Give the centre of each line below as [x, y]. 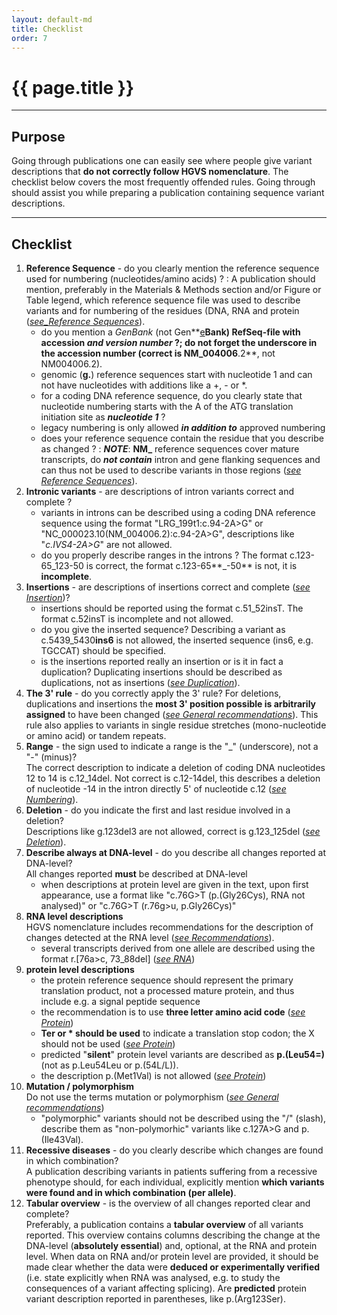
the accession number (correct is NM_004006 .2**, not [158, 353]
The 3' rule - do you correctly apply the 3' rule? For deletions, [153, 693]
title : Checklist [47, 29]
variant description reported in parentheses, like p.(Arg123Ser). [155, 1298]
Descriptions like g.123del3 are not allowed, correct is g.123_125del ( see [173, 831]
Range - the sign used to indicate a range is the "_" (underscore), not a [172, 746]
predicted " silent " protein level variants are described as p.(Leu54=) [183, 1054]
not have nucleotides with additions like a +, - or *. [144, 385]
